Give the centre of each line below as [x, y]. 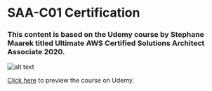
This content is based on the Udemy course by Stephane [106, 35]
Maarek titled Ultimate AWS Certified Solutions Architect [106, 43]
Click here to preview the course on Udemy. [71, 81]
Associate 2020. [36, 52]
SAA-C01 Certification [74, 13]
